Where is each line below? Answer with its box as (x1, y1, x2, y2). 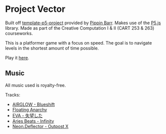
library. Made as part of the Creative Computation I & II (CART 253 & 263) (5, 25, 155, 31)
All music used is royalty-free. (5, 82, 66, 88)
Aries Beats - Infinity (12, 118, 54, 124)
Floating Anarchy (12, 106, 47, 112)
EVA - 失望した (12, 112, 43, 118)
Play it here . (5, 54, 30, 60)
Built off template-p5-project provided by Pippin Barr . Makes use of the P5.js (5, 20, 161, 26)
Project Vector (5, 3, 66, 15)
